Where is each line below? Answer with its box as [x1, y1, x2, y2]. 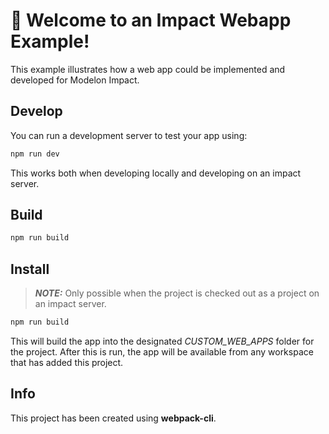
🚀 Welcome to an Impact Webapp [10, 9, 292, 32]
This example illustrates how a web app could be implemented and [10, 63, 286, 75]
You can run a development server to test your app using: [10, 129, 248, 141]
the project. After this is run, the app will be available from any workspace [10, 346, 314, 358]
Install [10, 260, 50, 278]
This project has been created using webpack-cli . [10, 412, 217, 424]
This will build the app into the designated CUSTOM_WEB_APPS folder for [10, 335, 315, 347]
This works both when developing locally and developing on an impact [10, 167, 302, 179]
